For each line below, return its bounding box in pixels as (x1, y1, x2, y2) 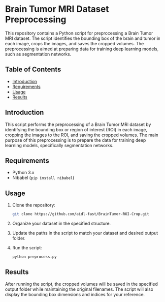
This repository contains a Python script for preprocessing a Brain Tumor (5, 30, 154, 36)
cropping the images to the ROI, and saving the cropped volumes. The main (5, 132, 159, 138)
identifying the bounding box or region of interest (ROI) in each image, (5, 126, 148, 132)
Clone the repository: (12, 202, 56, 208)
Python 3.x (12, 170, 34, 176)
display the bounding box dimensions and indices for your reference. (5, 291, 145, 297)
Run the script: (12, 245, 42, 251)
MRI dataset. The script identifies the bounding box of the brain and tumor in (5, 35, 161, 41)
